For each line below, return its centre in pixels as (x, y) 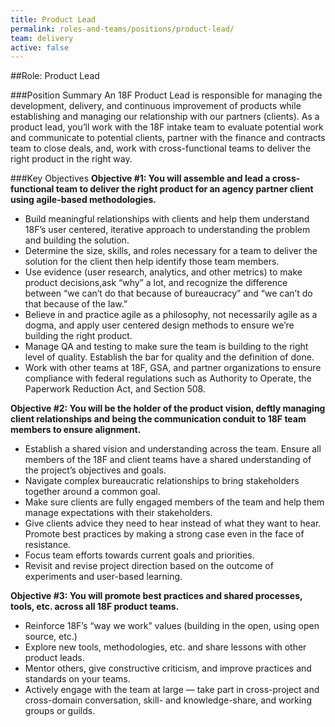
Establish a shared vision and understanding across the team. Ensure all (173, 449)
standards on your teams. (77, 679)
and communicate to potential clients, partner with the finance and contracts (168, 138)
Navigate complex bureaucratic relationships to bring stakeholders (162, 481)
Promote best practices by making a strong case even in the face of (164, 534)
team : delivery (42, 38)
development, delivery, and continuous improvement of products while (156, 106)
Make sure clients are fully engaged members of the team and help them (174, 502)
